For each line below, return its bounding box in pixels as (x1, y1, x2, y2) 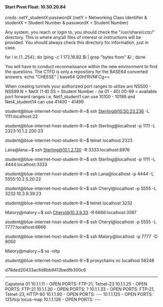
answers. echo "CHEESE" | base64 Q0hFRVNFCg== (5, 74, 110, 80)
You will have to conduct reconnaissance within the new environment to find (5, 64, 158, 70)
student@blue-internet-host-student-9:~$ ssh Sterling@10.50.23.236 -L (5, 108, 149, 114)
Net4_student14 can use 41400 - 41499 (5, 99, 84, 105)
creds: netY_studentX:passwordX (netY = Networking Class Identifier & (5, 15, 147, 20)
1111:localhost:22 (5, 113, 38, 119)
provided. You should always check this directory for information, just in (5, 39, 149, 46)
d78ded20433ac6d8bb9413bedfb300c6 (5, 267, 86, 273)
